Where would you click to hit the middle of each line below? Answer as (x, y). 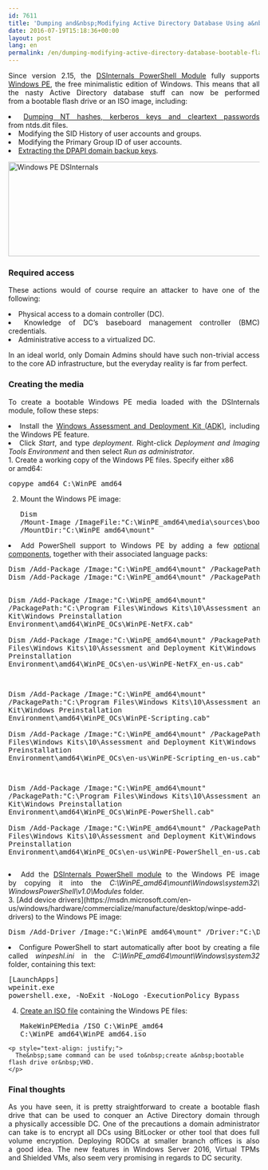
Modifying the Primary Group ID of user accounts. (100, 142)
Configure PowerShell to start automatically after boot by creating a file (140, 947)
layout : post (30, 38)
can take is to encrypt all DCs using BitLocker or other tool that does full (134, 1132)
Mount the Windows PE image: (70, 499)
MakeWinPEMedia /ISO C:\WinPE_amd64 (91, 1026)
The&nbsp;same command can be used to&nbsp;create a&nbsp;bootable (130, 1055)
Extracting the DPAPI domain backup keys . (89, 150)
